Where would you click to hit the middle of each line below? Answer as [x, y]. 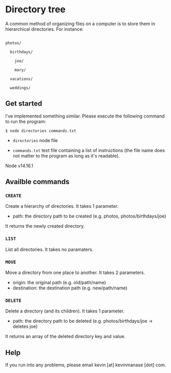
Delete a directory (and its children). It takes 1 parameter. [65, 311]
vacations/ [21, 79]
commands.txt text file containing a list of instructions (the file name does [89, 150]
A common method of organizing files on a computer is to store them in [80, 24]
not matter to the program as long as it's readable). [66, 155]
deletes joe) [25, 326]
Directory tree [35, 9]
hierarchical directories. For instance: [44, 29]
